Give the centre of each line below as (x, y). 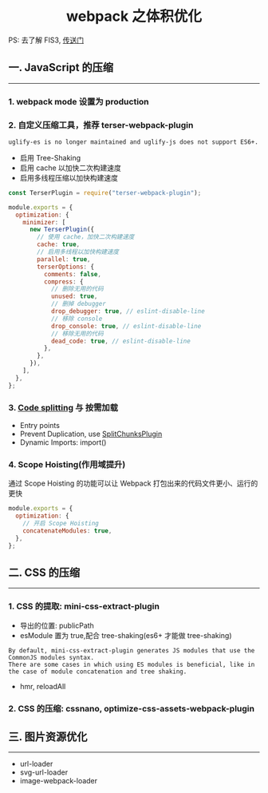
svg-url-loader (44, 772)
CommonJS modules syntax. (51, 657)
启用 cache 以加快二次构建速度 (71, 168)
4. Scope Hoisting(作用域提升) (67, 464)
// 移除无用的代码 (77, 333)
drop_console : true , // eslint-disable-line (126, 326)
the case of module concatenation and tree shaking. (98, 672)
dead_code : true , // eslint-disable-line (121, 341)
